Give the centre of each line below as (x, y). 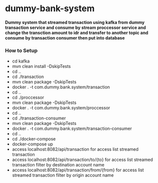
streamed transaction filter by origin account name (63, 175)
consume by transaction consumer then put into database (65, 38)
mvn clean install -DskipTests (41, 66)
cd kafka (21, 61)
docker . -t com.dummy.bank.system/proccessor (61, 108)
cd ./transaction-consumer (39, 118)
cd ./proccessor (28, 98)
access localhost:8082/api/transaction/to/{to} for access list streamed (82, 160)
